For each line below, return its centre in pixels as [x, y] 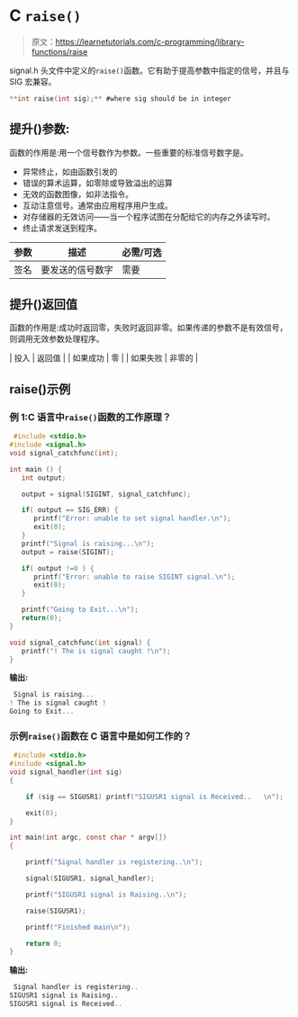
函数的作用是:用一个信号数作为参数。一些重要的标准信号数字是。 [129, 152]
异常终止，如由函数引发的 [70, 171]
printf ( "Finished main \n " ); [78, 927]
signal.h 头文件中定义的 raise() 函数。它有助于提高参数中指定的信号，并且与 [149, 70]
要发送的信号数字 [77, 269]
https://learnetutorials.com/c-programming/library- [150, 41]
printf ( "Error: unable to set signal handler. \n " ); [132, 518]
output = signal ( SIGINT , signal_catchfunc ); [106, 494]
